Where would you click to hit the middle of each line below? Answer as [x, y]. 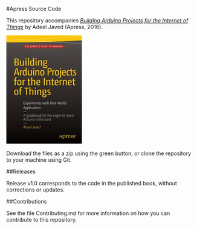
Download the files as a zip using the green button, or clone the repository [99, 153]
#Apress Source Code [34, 9]
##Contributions [27, 201]
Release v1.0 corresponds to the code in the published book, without [92, 183]
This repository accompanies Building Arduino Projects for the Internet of [97, 20]
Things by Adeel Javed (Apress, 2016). [54, 27]
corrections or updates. [35, 190]
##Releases [21, 171]
